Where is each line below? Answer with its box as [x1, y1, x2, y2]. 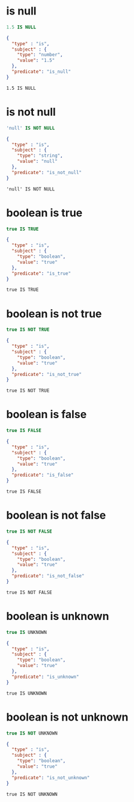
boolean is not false [6, 509, 106, 522]
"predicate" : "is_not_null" [11, 169, 82, 175]
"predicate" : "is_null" [11, 69, 71, 75]
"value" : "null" [17, 158, 58, 164]
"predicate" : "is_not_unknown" [11, 774, 90, 781]
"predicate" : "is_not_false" [11, 573, 85, 579]
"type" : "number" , [17, 52, 63, 58]
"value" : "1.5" [17, 57, 55, 64]
